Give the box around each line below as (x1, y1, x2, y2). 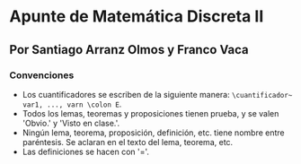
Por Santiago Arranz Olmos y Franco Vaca (9, 42, 249, 57)
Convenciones (9, 69, 75, 82)
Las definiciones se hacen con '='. (22, 146, 150, 157)
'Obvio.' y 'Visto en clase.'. (22, 117, 120, 128)
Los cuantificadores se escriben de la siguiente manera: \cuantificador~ (22, 89, 293, 99)
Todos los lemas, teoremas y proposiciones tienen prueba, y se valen (22, 108, 279, 118)
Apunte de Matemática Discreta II (9, 6, 264, 27)
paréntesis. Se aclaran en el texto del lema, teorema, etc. (22, 136, 234, 147)
